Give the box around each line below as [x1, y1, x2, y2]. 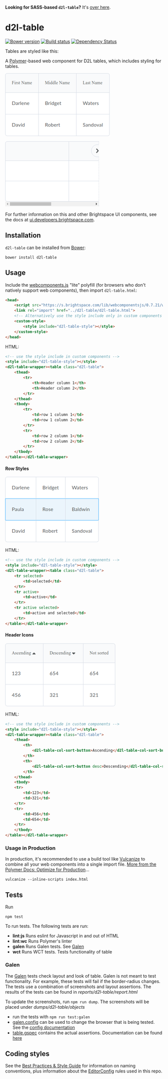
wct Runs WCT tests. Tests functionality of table [12, 949, 112, 955]
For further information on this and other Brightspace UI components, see [5, 211, 157, 217]
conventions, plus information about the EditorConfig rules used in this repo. [5, 1068, 162, 1074]
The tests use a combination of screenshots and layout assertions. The [5, 984, 151, 990]
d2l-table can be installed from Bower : [5, 245, 86, 251]
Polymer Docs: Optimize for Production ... [5, 867, 89, 873]
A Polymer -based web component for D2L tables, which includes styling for [5, 58, 161, 64]
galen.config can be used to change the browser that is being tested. [12, 1019, 155, 1025]
